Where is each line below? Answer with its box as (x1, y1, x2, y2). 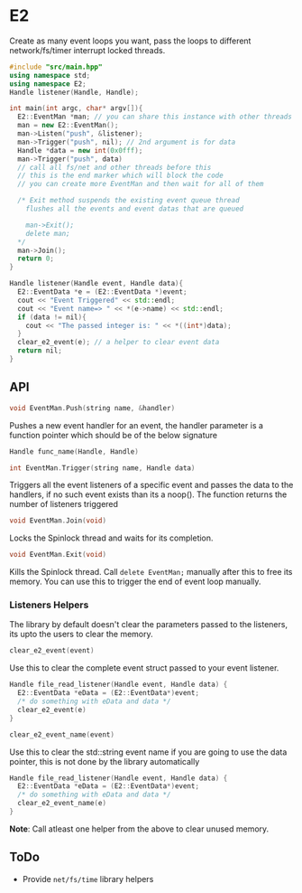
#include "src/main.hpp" (9, 62, 103, 71)
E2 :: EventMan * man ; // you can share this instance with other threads (17, 112, 293, 122)
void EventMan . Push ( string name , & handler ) (9, 403, 176, 412)
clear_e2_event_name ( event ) (9, 729, 115, 739)
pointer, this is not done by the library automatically (9, 756, 200, 766)
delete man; (25, 229, 70, 238)
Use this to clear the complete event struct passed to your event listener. (9, 663, 279, 673)
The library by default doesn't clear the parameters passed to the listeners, (9, 619, 288, 630)
